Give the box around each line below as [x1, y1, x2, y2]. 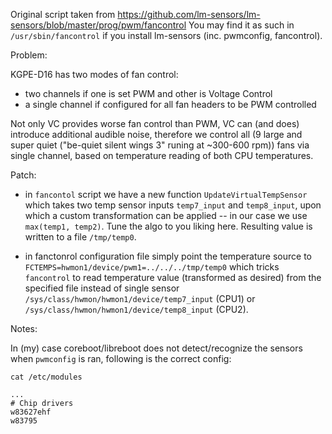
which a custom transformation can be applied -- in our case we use [24, 210, 308, 221]
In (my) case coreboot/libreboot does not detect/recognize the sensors [10, 342, 303, 354]
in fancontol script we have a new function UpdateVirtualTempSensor [24, 189, 308, 200]
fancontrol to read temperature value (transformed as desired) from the [24, 272, 322, 283]
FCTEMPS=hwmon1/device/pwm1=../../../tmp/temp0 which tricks [24, 261, 280, 273]
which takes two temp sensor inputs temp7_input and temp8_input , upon [24, 199, 322, 211]
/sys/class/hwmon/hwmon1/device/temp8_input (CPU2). [24, 304, 249, 315]
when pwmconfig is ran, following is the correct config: [10, 353, 232, 364]
